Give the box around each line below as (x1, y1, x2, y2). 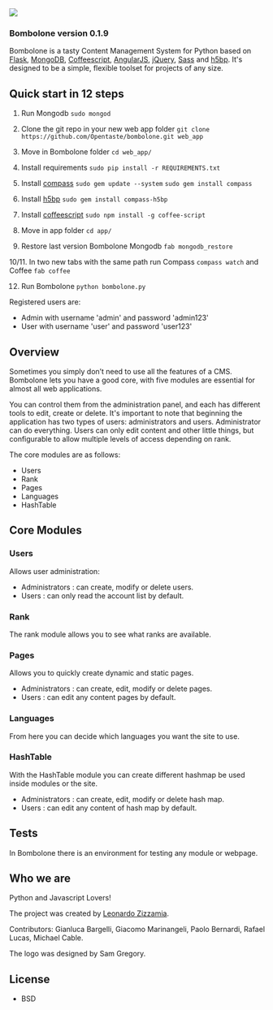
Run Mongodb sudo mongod (20, 109, 111, 119)
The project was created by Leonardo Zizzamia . (9, 909, 170, 918)
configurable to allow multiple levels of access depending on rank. (9, 434, 232, 443)
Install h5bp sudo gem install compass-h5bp (20, 194, 168, 204)
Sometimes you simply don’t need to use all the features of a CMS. (9, 366, 232, 376)
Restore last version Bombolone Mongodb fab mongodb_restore (20, 241, 234, 251)
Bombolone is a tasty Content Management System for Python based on (9, 46, 252, 56)
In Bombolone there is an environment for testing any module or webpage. (9, 848, 258, 857)
